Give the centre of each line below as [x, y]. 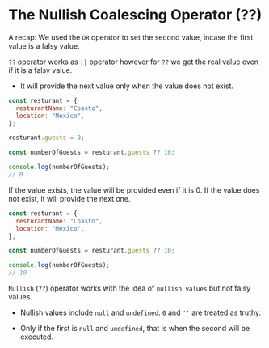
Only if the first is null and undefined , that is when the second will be [135, 329]
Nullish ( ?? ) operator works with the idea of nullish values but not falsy [130, 288]
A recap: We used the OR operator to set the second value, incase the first [131, 37]
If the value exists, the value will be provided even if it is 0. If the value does [134, 190]
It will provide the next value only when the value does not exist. [127, 86]
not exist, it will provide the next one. [69, 198]
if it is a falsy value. [40, 70]
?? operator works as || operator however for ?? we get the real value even [133, 62]
